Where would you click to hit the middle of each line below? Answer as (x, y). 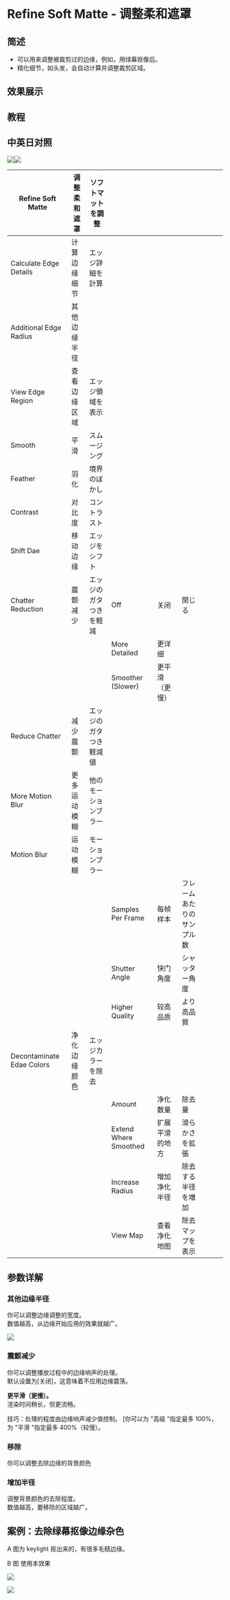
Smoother (127, 677)
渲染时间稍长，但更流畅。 (43, 1404)
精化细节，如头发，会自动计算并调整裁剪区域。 (83, 68)
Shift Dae (25, 550)
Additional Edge (36, 327)
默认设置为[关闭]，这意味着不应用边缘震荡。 (69, 1381)
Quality (123, 1015)
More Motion (31, 796)
